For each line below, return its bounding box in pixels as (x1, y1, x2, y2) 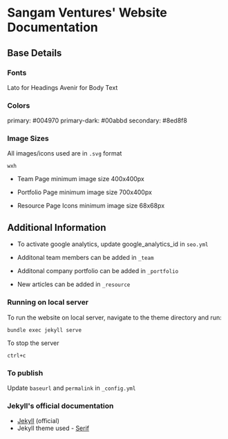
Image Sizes (7, 133, 50, 143)
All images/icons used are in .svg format (7, 149, 122, 158)
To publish (7, 368, 44, 377)
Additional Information (7, 221, 106, 233)
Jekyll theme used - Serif (17, 424, 90, 433)
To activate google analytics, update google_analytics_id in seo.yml (17, 240, 209, 248)
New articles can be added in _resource (17, 280, 131, 288)
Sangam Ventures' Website (7, 5, 168, 21)
